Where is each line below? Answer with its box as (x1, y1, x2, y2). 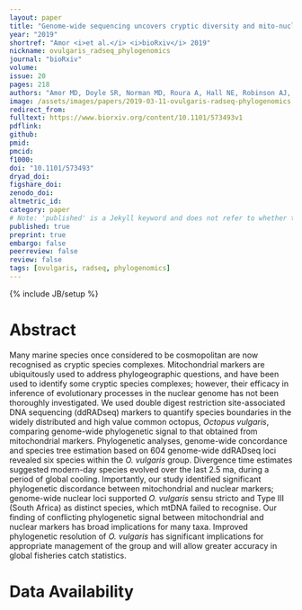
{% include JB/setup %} (9, 288, 99, 299)
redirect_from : (9, 105, 67, 114)
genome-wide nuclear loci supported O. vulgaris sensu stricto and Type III (9, 492, 285, 503)
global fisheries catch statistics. (9, 550, 128, 561)
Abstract (9, 320, 76, 340)
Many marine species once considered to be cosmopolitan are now (9, 349, 259, 360)
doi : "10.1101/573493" (9, 164, 94, 172)
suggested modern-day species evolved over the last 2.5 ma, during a (9, 464, 270, 474)
